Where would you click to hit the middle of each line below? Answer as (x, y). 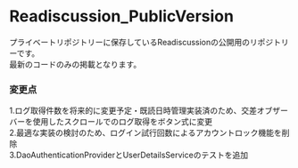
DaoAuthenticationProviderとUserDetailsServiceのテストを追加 (132, 155)
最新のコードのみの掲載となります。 (75, 64)
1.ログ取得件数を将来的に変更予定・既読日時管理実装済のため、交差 (133, 111)
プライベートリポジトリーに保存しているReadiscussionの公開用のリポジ (141, 42)
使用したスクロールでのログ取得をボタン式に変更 (122, 122)
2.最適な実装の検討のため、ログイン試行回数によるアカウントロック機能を (146, 133)
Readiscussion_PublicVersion (122, 16)
